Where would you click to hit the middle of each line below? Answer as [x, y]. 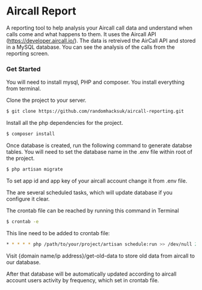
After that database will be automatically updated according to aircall [91, 274]
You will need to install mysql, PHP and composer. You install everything [96, 82]
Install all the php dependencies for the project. [65, 123]
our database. [23, 262]
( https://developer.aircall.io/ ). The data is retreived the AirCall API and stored [101, 40]
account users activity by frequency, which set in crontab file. [83, 280]
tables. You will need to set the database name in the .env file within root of [99, 151]
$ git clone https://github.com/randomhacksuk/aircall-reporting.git [95, 112]
